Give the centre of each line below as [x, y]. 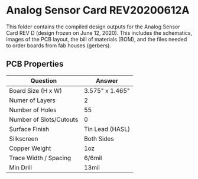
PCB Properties [35, 64]
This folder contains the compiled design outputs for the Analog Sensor [93, 27]
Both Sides [99, 138]
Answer [107, 80]
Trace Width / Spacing [40, 158]
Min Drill [21, 167]
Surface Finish [29, 129]
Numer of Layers [33, 100]
